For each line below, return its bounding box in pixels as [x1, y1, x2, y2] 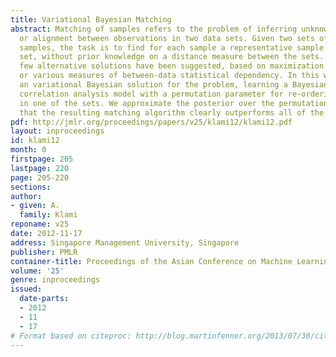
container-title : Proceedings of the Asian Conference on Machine [10, 256, 293, 266]
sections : [10, 182, 52, 192]
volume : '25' [10, 266, 65, 276]
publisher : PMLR [10, 247, 78, 257]
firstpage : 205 [10, 154, 74, 164]
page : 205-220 [10, 172, 70, 183]
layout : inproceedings [10, 126, 105, 136]
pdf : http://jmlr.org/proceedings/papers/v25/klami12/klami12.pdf [10, 117, 293, 127]
